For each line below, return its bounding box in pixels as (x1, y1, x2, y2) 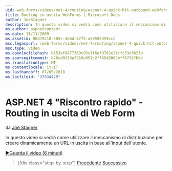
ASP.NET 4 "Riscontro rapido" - (5, 97, 143, 108)
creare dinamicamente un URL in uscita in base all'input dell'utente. (5, 140, 147, 146)
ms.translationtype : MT (5, 60, 56, 65)
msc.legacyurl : (5, 41, 38, 46)
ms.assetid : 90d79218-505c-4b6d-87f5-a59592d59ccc (5, 36, 116, 42)
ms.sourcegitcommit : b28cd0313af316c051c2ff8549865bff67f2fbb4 (5, 55, 143, 61)
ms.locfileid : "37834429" (5, 74, 60, 80)
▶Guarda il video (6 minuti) (5, 149, 63, 156)
